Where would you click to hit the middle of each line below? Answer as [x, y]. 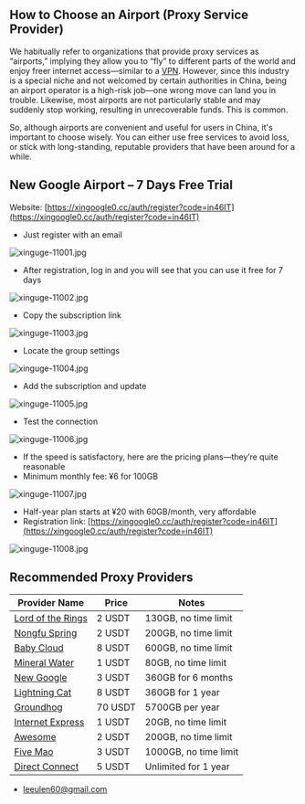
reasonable [44, 466]
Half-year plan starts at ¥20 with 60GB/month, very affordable [140, 512]
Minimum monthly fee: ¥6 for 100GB [90, 476]
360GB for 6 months [189, 678]
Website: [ [29, 207]
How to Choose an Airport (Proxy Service [129, 15]
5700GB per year [182, 707]
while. [21, 156]
